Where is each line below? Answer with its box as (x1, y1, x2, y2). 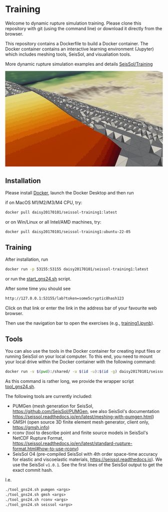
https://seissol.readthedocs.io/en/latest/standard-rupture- (12, 440, 132, 446)
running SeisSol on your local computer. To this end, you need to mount (5, 353, 153, 360)
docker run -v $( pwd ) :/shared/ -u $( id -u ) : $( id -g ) (5, 369, 117, 374)
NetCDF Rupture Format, (12, 435, 63, 441)
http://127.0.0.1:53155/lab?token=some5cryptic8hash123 (5, 296, 124, 301)
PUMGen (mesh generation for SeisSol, (12, 403, 93, 409)
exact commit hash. (12, 467, 53, 473)
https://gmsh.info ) (12, 424, 50, 430)
